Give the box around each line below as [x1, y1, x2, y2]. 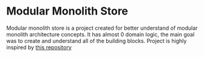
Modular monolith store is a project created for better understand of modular [6, 24, 198, 32]
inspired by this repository [6, 44, 72, 51]
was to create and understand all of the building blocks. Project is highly [6, 37, 187, 44]
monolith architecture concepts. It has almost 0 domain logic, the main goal [6, 30, 195, 38]
